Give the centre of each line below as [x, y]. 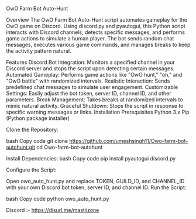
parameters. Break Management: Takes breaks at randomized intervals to [94, 100]
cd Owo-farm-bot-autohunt [69, 147]
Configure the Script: [31, 170]
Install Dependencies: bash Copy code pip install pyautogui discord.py [91, 158]
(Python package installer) [38, 118]
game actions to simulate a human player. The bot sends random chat [90, 38]
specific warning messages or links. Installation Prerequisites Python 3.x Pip [98, 112]
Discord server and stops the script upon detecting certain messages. [90, 69]
